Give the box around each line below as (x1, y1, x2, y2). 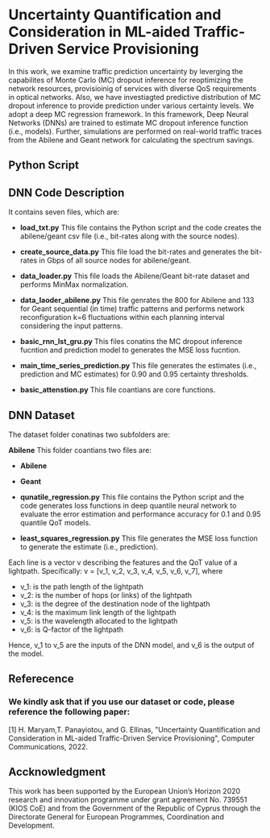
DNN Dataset (8, 409, 75, 422)
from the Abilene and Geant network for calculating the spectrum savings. (8, 135, 255, 144)
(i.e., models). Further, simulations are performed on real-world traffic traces (8, 127, 262, 136)
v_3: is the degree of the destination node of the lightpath (19, 599, 210, 608)
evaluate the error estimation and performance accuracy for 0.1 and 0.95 (19, 509, 262, 519)
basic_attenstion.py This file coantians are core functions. (19, 385, 216, 395)
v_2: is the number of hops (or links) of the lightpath (19, 590, 192, 599)
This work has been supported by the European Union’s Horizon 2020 (8, 786, 241, 796)
